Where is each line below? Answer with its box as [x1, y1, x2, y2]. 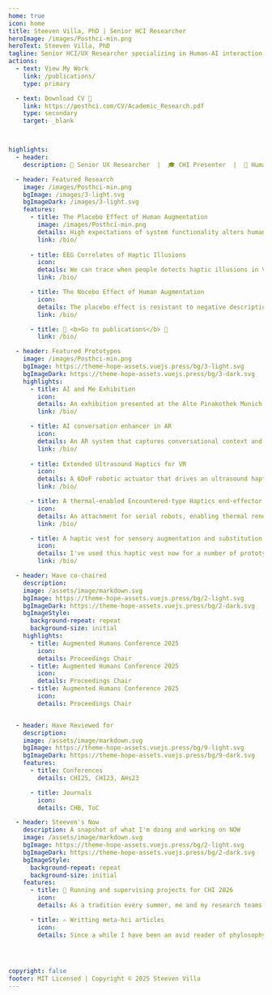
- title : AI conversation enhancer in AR [29, 422, 172, 430]
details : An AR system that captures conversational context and [37, 437, 263, 446]
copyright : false [8, 967, 67, 976]
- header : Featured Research [15, 175, 114, 183]
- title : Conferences [29, 767, 104, 775]
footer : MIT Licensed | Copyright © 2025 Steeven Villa [8, 975, 201, 983]
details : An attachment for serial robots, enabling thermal [37, 512, 249, 520]
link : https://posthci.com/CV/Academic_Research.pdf [23, 102, 205, 110]
